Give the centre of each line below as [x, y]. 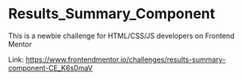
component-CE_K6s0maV [50, 67]
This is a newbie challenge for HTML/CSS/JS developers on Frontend [121, 36]
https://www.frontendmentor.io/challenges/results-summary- [126, 59]
